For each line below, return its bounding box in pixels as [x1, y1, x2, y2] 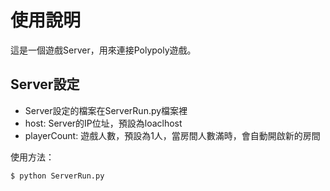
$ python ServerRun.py [10, 171, 105, 181]
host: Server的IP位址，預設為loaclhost [24, 117, 183, 129]
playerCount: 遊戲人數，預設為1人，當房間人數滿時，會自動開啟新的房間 [24, 129, 321, 141]
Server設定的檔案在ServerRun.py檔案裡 [24, 104, 188, 116]
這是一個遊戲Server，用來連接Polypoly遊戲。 [10, 44, 197, 56]
